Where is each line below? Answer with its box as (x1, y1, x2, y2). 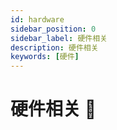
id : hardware (10, 14, 65, 25)
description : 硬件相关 (10, 42, 99, 53)
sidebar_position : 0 (10, 24, 97, 34)
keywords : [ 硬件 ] (10, 52, 80, 62)
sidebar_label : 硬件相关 (10, 33, 108, 43)
